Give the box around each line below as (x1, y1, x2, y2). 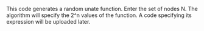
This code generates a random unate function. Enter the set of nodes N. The (6, 5, 198, 12)
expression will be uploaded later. (6, 18, 91, 25)
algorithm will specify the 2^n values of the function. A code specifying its (6, 12, 192, 19)
